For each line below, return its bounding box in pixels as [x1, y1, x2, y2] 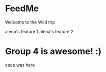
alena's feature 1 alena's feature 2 [5, 28, 74, 34]
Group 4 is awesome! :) [5, 46, 102, 57]
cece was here [5, 62, 35, 68]
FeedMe [5, 3, 39, 14]
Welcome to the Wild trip [5, 19, 55, 25]
